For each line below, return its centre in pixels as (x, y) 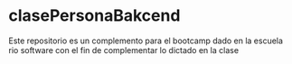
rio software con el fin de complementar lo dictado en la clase (124, 50)
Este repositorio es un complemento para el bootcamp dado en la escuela (146, 41)
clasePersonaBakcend (94, 16)
